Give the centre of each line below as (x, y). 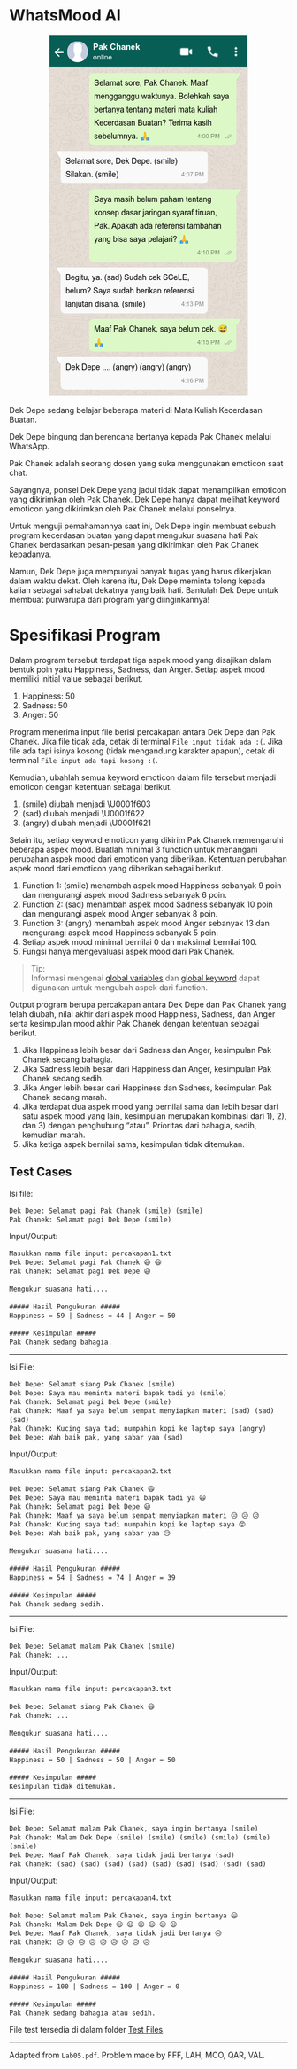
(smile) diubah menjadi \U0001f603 (86, 804)
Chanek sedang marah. (65, 1097)
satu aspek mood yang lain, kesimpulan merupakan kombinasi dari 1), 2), (154, 1116)
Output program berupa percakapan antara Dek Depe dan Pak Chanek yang (148, 1004)
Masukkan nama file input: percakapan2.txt (91, 1471)
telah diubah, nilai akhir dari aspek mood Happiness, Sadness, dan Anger (142, 1014)
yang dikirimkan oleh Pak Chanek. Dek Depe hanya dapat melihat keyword (145, 499)
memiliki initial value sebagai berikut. (76, 678)
